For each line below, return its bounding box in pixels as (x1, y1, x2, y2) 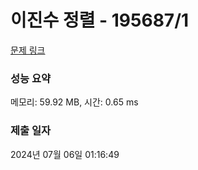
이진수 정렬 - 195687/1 (10, 9, 190, 32)
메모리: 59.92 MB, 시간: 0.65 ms (10, 96, 139, 108)
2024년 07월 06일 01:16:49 (10, 148, 120, 160)
